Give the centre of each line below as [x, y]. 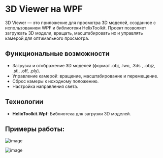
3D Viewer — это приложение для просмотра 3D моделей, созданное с [81, 23]
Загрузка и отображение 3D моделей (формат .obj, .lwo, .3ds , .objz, [84, 65]
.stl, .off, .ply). [26, 71]
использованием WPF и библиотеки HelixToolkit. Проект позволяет [76, 27]
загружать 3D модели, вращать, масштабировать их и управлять [74, 33]
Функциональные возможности [57, 54]
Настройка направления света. [45, 86]
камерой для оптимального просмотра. [47, 38]
